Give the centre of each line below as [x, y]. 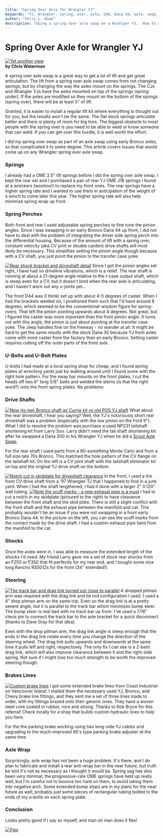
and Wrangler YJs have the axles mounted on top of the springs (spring [77, 92]
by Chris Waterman [25, 66]
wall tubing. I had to [80, 492]
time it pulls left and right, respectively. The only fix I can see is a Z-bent [78, 647]
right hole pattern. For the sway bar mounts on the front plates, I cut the [77, 377]
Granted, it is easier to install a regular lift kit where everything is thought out [82, 111]
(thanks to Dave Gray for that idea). [41, 622]
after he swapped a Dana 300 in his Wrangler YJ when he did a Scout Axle [80, 436]
